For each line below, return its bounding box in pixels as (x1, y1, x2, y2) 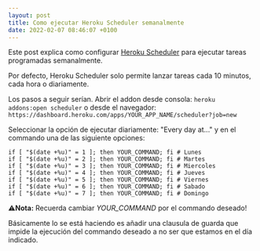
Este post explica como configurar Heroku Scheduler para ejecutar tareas (8, 48, 247, 57)
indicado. (8, 235, 38, 245)
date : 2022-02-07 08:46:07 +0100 (8, 26, 118, 34)
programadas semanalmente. (8, 56, 104, 65)
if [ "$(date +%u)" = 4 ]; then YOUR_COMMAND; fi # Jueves (8, 169, 206, 177)
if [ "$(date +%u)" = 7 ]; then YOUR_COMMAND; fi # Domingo (8, 190, 210, 198)
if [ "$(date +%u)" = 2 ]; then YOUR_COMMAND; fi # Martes (8, 155, 206, 163)
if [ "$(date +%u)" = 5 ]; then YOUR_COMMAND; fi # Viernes (8, 176, 210, 184)
